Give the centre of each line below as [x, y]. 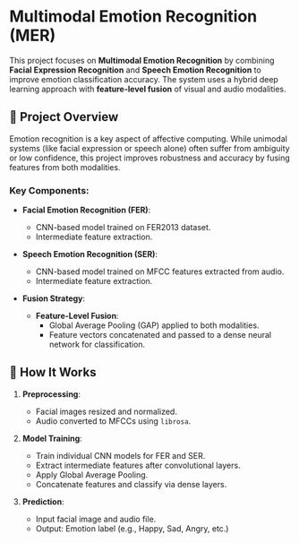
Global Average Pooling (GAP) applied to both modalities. [154, 325]
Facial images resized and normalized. [106, 411]
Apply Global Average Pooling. [92, 474]
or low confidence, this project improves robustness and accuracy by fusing [150, 158]
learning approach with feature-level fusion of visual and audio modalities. [148, 89]
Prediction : [43, 501]
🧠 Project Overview [64, 117]
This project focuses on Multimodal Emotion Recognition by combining [142, 60]
